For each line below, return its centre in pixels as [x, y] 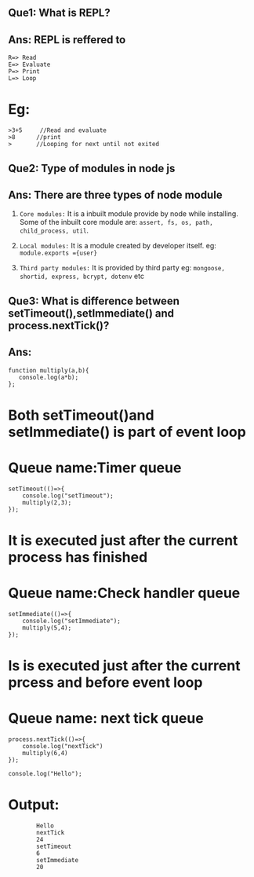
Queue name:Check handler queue [124, 593]
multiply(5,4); [47, 628]
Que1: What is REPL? [60, 13]
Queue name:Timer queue [95, 468]
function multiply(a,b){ [49, 370]
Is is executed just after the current [124, 665]
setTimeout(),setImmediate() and [91, 313]
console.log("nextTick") [63, 746]
